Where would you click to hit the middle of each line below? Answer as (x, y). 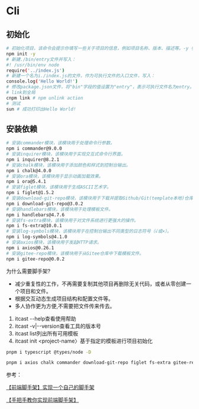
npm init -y (21, 54)
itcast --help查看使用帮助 (45, 318)
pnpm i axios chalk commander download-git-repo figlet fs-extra (88, 363)
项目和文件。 (36, 291)
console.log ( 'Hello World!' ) (42, 81)
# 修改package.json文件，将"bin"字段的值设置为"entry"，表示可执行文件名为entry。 (100, 87)
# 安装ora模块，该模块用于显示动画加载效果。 (55, 176)
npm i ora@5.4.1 (26, 182)
